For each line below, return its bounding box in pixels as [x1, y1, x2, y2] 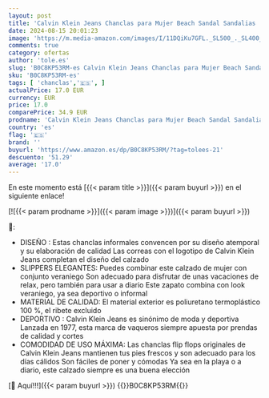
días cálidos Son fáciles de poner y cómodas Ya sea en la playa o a [19, 357, 242, 367]
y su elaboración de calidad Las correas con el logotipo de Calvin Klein [19, 246, 255, 256]
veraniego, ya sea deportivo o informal [19, 289, 148, 299]
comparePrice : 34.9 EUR [8, 109, 88, 117]
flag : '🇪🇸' [8, 131, 48, 139]
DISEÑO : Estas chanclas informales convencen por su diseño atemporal [19, 238, 260, 247]
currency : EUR [8, 94, 56, 102]
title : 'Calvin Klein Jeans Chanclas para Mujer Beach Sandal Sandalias [8, 19, 256, 27]
